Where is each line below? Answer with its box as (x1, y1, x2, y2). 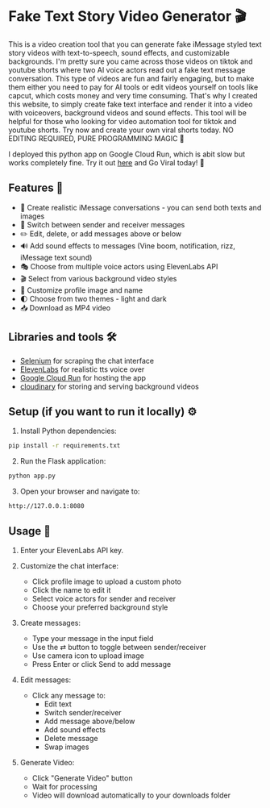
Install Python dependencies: (19, 426, 117, 436)
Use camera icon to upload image (31, 651, 145, 660)
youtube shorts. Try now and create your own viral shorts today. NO (8, 125, 234, 135)
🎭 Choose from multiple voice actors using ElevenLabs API (19, 261, 218, 271)
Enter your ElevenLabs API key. (19, 545, 124, 555)
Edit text (44, 699, 73, 709)
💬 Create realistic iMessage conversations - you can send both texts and (19, 202, 262, 212)
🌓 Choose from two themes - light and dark (19, 294, 167, 303)
